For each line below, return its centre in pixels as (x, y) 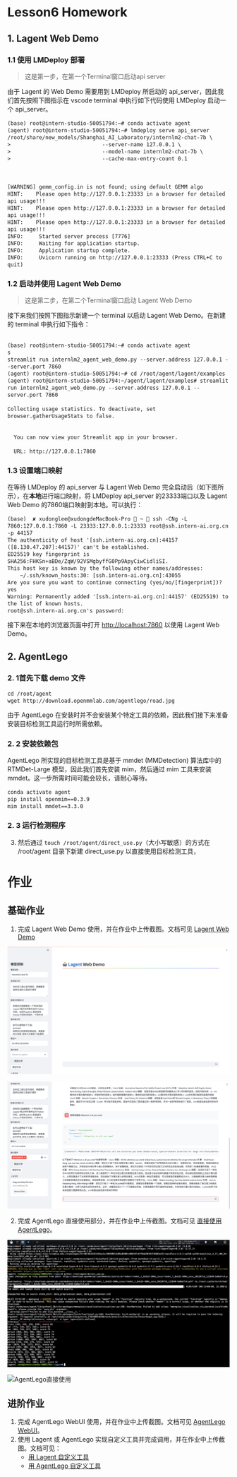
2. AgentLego (38, 657)
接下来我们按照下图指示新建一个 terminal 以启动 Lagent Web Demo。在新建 (117, 316)
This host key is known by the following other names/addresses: (105, 569)
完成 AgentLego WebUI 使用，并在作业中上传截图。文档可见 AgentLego (121, 1422)
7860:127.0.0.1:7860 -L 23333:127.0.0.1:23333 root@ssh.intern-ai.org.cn (118, 526)
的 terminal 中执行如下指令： (49, 324)
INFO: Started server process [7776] (69, 236)
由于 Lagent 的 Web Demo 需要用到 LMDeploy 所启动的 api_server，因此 (113, 91)
